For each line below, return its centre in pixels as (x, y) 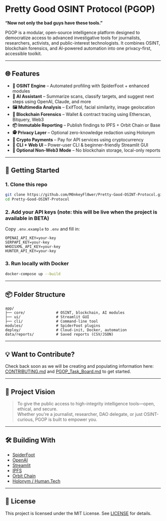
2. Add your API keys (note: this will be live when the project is (81, 212)
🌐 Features (22, 74)
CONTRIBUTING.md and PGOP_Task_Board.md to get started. (68, 372)
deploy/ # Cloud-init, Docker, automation (66, 330)
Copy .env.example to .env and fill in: (42, 229)
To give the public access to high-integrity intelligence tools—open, (86, 404)
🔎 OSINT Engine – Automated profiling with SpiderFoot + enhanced (81, 86)
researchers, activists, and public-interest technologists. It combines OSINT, (83, 43)
